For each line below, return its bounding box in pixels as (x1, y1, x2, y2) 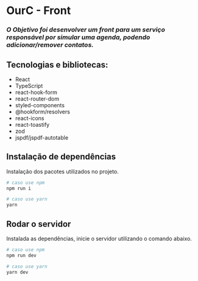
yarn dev (6, 269, 29, 275)
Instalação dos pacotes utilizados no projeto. (6, 168, 119, 175)
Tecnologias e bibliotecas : (6, 59, 108, 70)
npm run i (6, 185, 32, 191)
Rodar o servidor (6, 219, 71, 229)
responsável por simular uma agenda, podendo (6, 33, 150, 41)
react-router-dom (15, 95, 60, 102)
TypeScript (15, 82, 43, 89)
